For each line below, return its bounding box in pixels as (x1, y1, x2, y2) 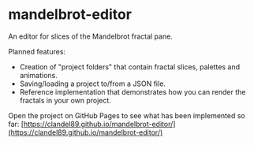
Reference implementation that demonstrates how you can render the (19, 87, 246, 96)
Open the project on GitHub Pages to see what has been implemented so (8, 110, 246, 120)
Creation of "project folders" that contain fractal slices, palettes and (19, 61, 241, 72)
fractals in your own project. (19, 95, 112, 105)
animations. (19, 70, 58, 80)
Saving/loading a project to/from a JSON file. (19, 79, 166, 88)
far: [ (8, 119, 24, 128)
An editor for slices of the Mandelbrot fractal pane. (8, 32, 174, 41)
